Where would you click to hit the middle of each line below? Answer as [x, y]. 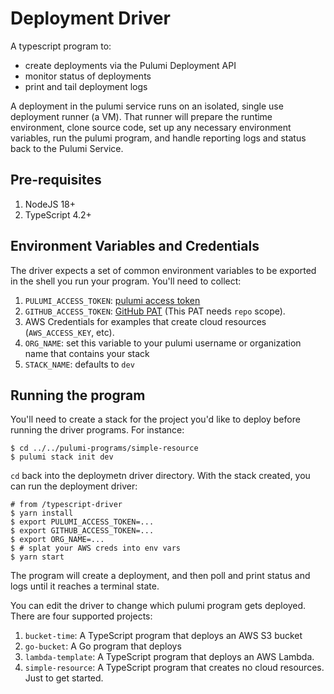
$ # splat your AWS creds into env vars [96, 548]
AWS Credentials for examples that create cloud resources [145, 321]
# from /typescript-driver [66, 505]
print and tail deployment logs [86, 86]
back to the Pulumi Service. [67, 148]
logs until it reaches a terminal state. [85, 586]
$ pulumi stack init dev [62, 457]
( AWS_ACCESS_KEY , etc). [69, 332]
